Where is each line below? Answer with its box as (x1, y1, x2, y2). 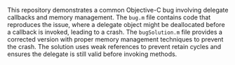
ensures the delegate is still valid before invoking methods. (7, 50, 177, 58)
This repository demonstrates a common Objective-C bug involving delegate (7, 6, 229, 14)
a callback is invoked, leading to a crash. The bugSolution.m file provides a (7, 28, 223, 36)
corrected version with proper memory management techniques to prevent (7, 35, 224, 44)
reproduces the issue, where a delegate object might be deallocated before (7, 21, 226, 28)
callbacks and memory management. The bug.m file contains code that (7, 13, 211, 21)
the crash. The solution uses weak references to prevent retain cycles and (7, 43, 222, 50)
